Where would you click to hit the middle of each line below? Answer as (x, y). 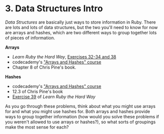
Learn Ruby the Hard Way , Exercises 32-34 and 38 (64, 56)
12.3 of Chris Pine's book (37, 91)
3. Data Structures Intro (54, 9)
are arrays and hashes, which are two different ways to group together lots (81, 32)
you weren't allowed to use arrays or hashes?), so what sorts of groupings (81, 122)
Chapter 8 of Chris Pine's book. (44, 67)
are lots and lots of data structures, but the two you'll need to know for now (82, 27)
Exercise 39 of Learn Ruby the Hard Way (54, 97)
